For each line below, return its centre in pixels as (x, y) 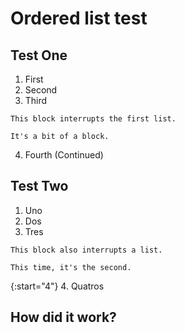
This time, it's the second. (71, 267)
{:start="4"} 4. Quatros (57, 286)
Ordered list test (79, 18)
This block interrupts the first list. (93, 119)
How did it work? (63, 317)
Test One (39, 55)
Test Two (39, 186)
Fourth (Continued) (64, 155)
